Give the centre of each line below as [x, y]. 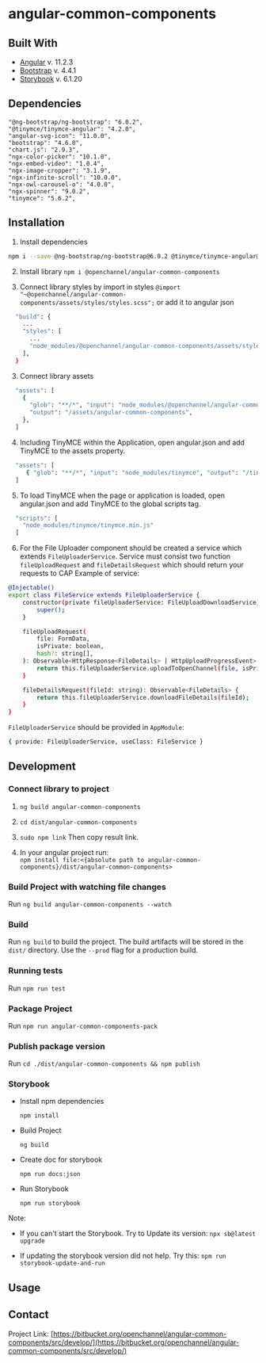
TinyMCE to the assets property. [72, 451]
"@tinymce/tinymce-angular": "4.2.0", [72, 129]
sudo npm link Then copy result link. [79, 837]
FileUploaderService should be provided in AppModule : [96, 727]
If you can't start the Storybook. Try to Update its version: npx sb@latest [137, 1234]
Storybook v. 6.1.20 [51, 79]
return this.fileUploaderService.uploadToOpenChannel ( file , [138, 668]
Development [42, 767]
